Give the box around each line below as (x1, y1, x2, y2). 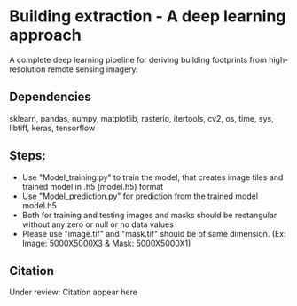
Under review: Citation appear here (9, 286, 137, 298)
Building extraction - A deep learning (9, 6, 286, 27)
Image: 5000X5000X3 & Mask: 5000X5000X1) (21, 238, 191, 248)
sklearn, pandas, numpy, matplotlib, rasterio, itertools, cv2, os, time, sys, (9, 113, 274, 123)
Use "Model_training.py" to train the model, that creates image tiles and (21, 171, 284, 183)
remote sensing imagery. (47, 64, 139, 75)
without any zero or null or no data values (21, 219, 175, 230)
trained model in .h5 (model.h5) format (21, 181, 164, 192)
